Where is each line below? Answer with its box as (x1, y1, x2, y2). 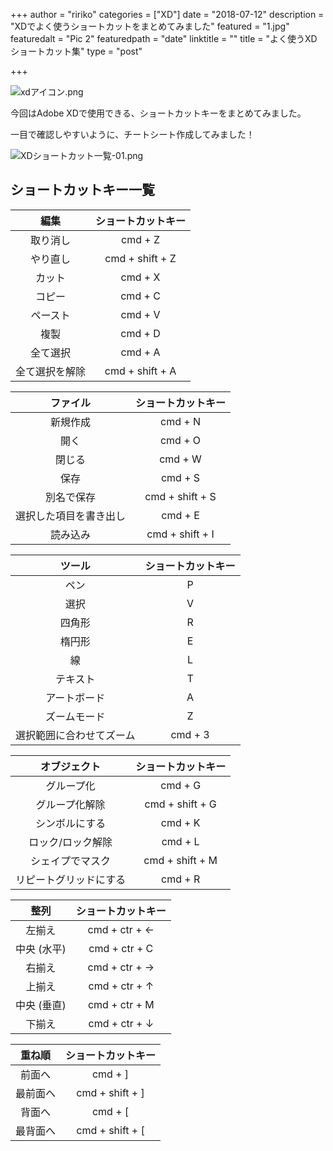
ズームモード (45, 709, 106, 723)
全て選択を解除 (15, 364, 87, 378)
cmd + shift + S (144, 489, 217, 503)
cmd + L (161, 834, 200, 848)
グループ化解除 (35, 797, 106, 811)
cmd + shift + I (146, 527, 215, 541)
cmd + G (160, 778, 202, 792)
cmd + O (159, 433, 202, 447)
